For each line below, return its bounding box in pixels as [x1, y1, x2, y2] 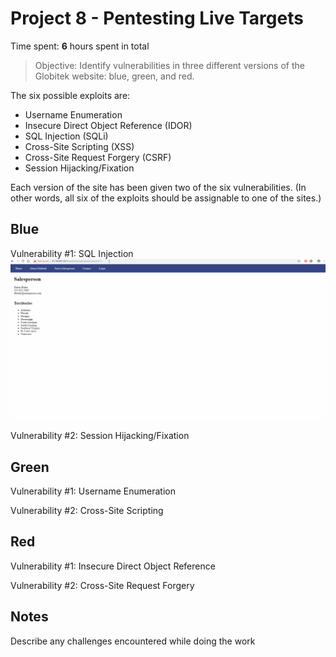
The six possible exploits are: [10, 89, 131, 101]
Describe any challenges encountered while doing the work [10, 635, 256, 647]
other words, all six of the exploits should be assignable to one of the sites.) [10, 192, 322, 204]
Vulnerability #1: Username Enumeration [10, 485, 176, 497]
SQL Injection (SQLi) [24, 130, 109, 142]
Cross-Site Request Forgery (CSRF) [24, 151, 172, 163]
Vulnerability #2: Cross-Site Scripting [10, 504, 164, 516]
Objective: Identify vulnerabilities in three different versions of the [34, 59, 305, 71]
